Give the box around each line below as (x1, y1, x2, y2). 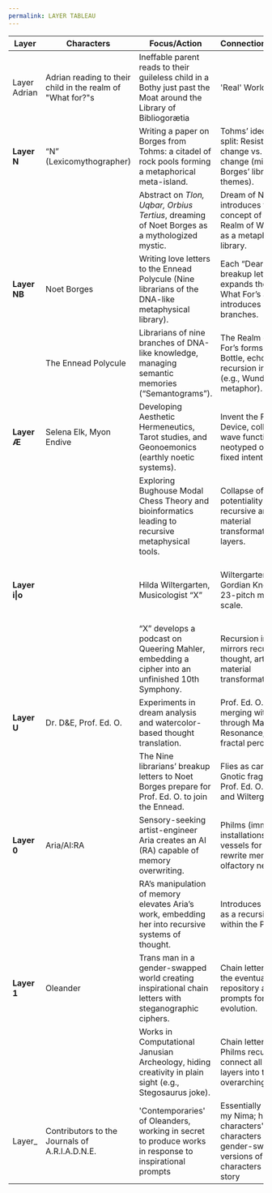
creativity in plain (138, 1067, 204, 1078)
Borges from (138, 135, 186, 147)
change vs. (219, 145, 263, 156)
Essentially (219, 1100, 261, 1111)
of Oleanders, (138, 1115, 191, 1127)
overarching (219, 1076, 266, 1088)
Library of (138, 102, 176, 113)
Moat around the (138, 92, 202, 103)
